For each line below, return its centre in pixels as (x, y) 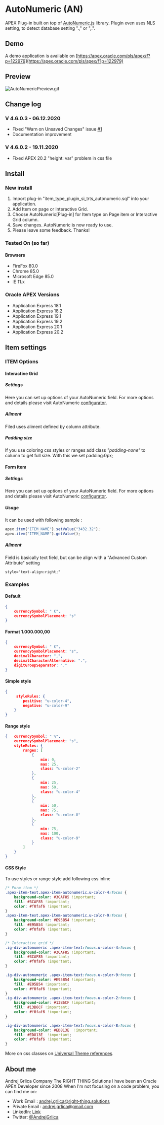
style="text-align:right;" (33, 572)
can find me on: (21, 1091)
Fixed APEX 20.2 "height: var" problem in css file (62, 158)
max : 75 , (49, 810)
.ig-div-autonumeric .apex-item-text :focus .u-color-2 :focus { (70, 998)
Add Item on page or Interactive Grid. (50, 209)
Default (13, 596)
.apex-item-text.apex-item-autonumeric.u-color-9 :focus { (66, 915)
